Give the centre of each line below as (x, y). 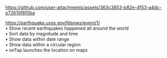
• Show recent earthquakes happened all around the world (67, 28)
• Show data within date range (37, 39)
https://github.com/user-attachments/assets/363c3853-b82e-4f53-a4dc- (83, 7)
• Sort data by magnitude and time (42, 34)
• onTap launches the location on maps (46, 50)
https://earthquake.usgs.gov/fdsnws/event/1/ (53, 23)
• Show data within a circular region (43, 45)
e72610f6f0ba (20, 13)
